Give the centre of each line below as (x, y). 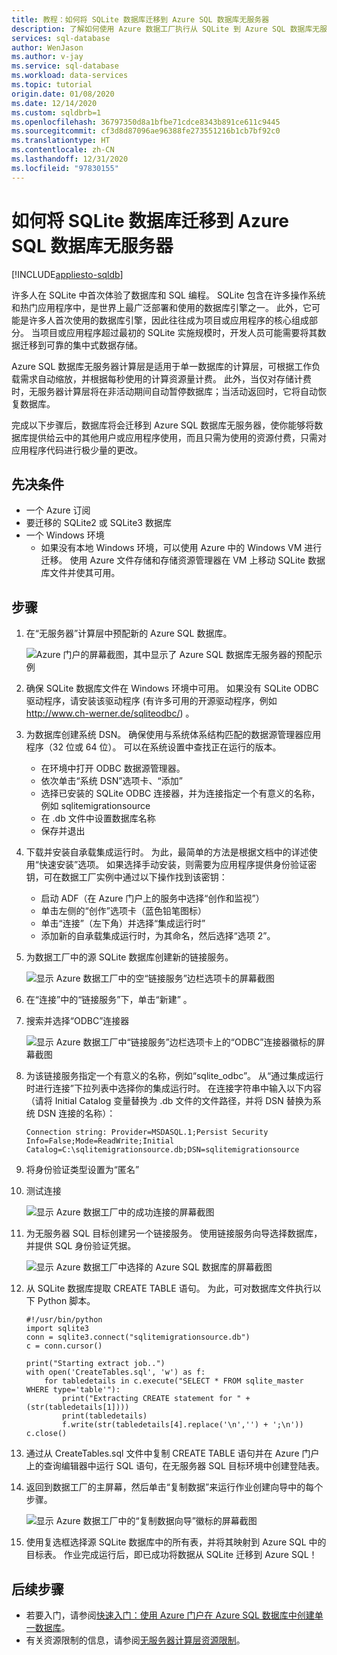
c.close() (46, 1434)
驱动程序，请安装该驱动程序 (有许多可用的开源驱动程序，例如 (151, 701)
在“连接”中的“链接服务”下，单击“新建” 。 (109, 1000)
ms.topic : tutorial (52, 85)
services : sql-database (61, 38)
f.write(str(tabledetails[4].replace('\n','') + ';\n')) (183, 1425)
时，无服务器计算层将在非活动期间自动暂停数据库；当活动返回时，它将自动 (164, 391)
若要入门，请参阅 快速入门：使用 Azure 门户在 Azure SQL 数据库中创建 (170, 1615)
